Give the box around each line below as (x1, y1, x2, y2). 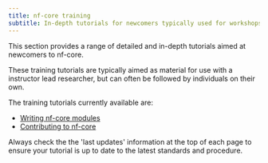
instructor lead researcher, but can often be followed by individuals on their (8, 74, 255, 83)
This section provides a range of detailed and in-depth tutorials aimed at (8, 41, 246, 50)
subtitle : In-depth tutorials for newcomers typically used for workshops (8, 19, 262, 27)
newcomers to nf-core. (8, 50, 84, 59)
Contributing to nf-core (19, 121, 97, 131)
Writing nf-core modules (19, 113, 101, 122)
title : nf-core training (8, 11, 91, 20)
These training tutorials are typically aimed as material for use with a (8, 65, 233, 74)
